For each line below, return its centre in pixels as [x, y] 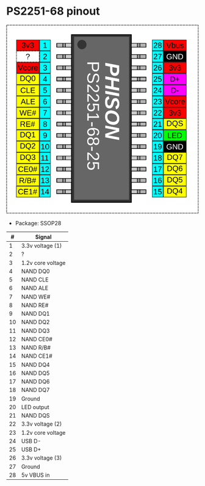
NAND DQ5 [35, 373]
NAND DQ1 [35, 314]
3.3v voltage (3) [41, 458]
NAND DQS [35, 416]
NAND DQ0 [35, 271]
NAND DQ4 [35, 364]
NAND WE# [36, 297]
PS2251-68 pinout [53, 11]
